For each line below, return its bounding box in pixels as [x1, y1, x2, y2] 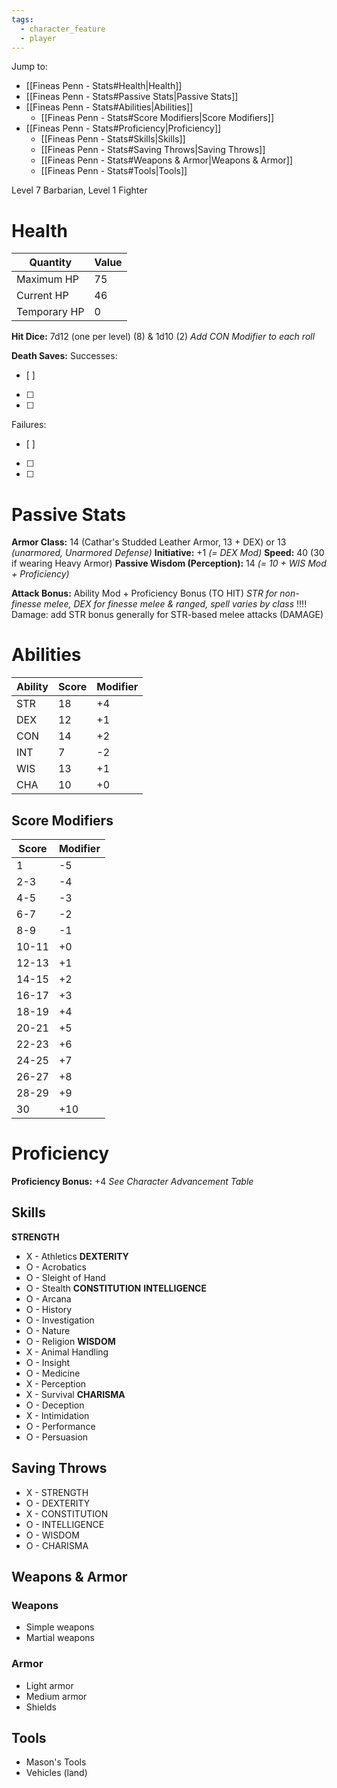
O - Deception [25, 1399, 85, 1411]
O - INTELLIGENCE [25, 1518, 105, 1530]
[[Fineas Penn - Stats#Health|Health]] [25, 80, 183, 92]
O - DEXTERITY [25, 1497, 91, 1509]
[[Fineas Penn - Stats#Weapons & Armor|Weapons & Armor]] [40, 154, 294, 166]
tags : [11, 14, 34, 25]
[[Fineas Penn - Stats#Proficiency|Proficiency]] [25, 122, 222, 135]
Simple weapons [25, 1621, 95, 1633]
